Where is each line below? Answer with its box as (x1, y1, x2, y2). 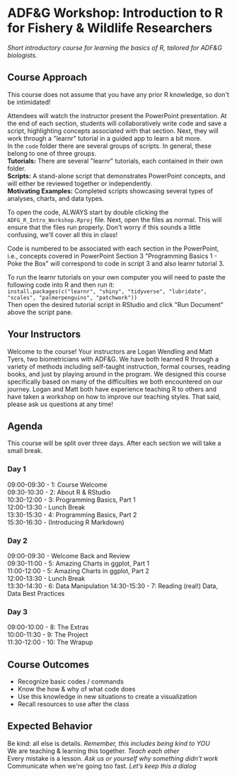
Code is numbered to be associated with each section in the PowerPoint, (7, 244, 219, 253)
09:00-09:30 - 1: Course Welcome (7, 480, 108, 489)
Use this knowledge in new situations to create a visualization (17, 692, 197, 701)
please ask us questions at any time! (7, 400, 113, 408)
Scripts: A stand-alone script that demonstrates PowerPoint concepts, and (7, 171, 226, 180)
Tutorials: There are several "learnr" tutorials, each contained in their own (7, 156, 224, 165)
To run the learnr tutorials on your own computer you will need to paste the (7, 272, 226, 281)
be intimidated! (7, 98, 51, 106)
